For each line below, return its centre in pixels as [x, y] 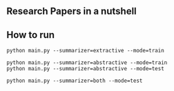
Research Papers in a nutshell [72, 11]
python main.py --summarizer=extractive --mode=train [86, 51]
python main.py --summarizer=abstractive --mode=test [86, 69]
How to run [31, 35]
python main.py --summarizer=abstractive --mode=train [87, 63]
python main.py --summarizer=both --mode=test [75, 81]
